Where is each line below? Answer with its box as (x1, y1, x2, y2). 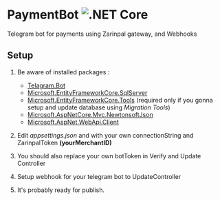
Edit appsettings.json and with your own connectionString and (16, 131, 194, 139)
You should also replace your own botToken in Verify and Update (16, 151, 201, 160)
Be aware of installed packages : (16, 67, 110, 76)
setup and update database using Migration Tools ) (27, 103, 170, 112)
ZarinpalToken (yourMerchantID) (16, 138, 112, 147)
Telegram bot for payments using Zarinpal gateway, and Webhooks (7, 30, 197, 38)
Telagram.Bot (27, 81, 66, 89)
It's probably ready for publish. (16, 186, 105, 194)
